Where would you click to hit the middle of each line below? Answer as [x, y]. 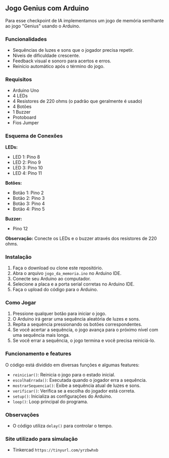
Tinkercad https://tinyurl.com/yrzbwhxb [55, 450]
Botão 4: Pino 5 [29, 209]
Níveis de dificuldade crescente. [46, 56]
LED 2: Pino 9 [27, 162]
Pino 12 [20, 228]
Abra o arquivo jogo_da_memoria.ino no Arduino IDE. [67, 273]
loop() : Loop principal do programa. [50, 401]
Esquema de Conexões [34, 136]
